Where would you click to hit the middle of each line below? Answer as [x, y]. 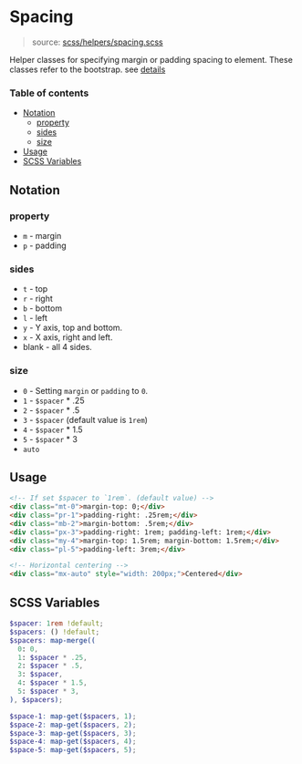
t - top [35, 289]
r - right [37, 299]
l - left [35, 318]
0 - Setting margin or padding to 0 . [85, 390]
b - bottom [42, 308]
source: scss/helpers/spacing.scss [97, 42]
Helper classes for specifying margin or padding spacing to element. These [151, 59]
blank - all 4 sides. [57, 347]
